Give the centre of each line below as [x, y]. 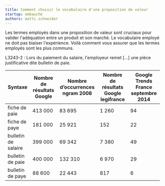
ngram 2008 [77, 93]
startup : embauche [24, 14]
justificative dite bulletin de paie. [38, 63]
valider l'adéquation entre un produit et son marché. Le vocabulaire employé [82, 38]
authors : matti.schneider [31, 19]
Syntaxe [18, 87]
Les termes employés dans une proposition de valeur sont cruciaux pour [78, 33]
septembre [144, 93]
